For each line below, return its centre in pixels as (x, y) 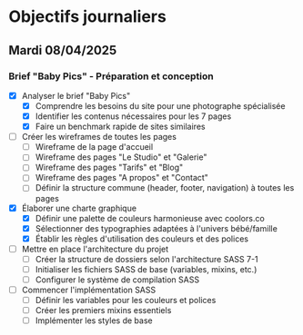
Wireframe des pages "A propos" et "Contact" (121, 178)
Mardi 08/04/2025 (63, 50)
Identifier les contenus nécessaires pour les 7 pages (133, 116)
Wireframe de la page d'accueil (94, 147)
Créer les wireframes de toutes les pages (99, 137)
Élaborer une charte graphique (79, 208)
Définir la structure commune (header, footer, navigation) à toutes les (165, 188)
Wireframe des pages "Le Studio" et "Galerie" (121, 157)
